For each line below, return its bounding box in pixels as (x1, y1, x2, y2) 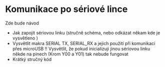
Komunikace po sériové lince (5, 3, 128, 15)
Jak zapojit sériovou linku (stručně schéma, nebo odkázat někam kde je (12, 29, 160, 35)
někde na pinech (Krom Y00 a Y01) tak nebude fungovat (12, 51, 128, 57)
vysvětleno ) (12, 35, 38, 41)
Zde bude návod (5, 20, 39, 26)
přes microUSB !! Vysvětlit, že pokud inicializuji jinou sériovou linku (12, 45, 150, 51)
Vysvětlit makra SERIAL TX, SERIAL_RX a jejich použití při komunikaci (12, 40, 155, 46)
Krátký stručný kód (12, 56, 52, 62)
